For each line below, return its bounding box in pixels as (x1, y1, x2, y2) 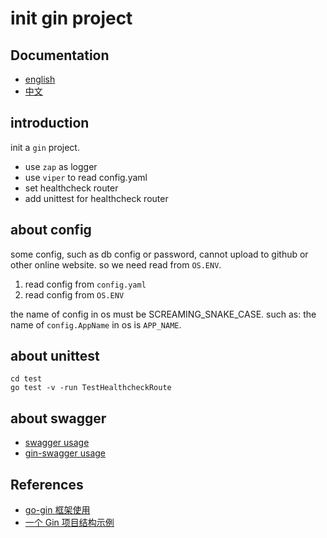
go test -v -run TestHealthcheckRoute (10, 383, 172, 393)
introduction (10, 115, 90, 132)
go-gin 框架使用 (24, 504, 91, 516)
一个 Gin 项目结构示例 (24, 517, 115, 529)
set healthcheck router (24, 182, 119, 194)
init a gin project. (10, 141, 80, 153)
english (24, 73, 56, 85)
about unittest (10, 348, 100, 365)
